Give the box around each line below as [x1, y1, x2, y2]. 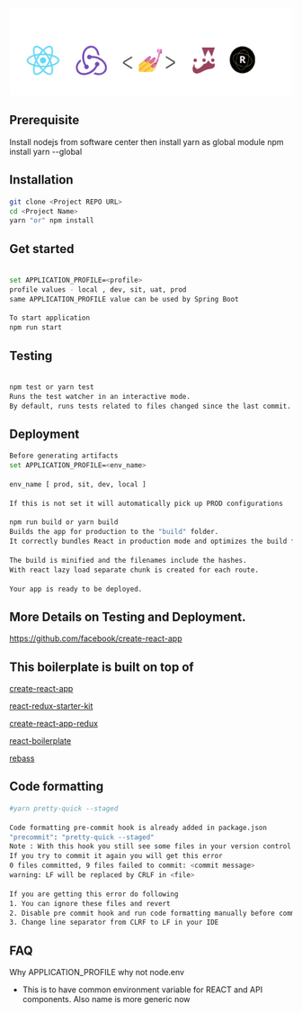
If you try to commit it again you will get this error [9, 852, 223, 861]
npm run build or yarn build [9, 518, 119, 527]
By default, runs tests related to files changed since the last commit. [9, 402, 292, 411]
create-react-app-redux [9, 719, 99, 729]
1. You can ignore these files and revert [9, 899, 171, 908]
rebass [9, 753, 35, 764]
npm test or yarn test [9, 382, 94, 392]
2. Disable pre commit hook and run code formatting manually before [9, 909, 276, 918]
